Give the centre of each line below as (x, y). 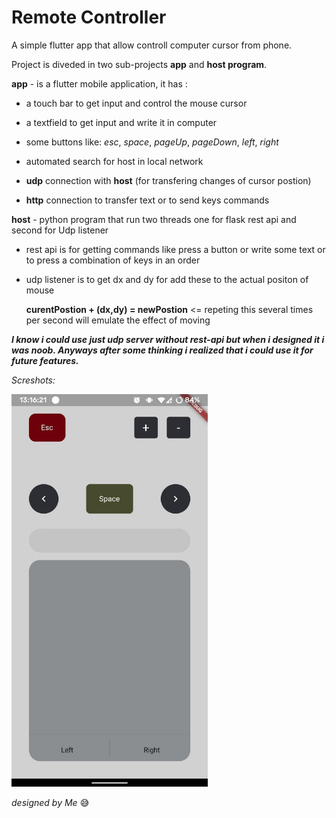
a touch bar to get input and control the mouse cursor (136, 103)
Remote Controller (89, 17)
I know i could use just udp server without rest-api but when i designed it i (168, 339)
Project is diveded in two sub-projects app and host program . (139, 64)
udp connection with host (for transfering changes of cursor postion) (168, 180)
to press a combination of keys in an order (113, 260)
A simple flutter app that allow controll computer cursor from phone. (152, 45)
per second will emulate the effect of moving (118, 320)
